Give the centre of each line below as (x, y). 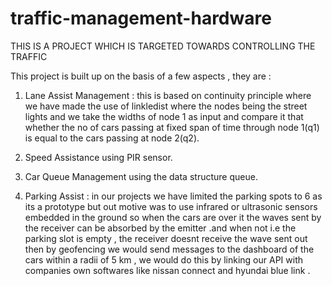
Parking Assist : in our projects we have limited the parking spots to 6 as (173, 196)
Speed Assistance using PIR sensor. (98, 157)
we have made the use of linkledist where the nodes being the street (166, 106)
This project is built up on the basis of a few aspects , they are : (141, 76)
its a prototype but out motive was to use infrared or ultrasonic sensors (171, 206)
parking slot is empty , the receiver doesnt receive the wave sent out (166, 238)
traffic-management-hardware (141, 18)
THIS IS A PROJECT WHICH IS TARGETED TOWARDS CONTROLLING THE (163, 46)
